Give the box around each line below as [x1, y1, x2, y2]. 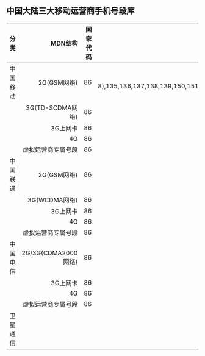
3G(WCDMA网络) [27, 196, 78, 204]
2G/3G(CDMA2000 [21, 249, 78, 257]
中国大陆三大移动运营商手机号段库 [6, 5, 135, 16]
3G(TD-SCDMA [26, 103, 72, 112]
